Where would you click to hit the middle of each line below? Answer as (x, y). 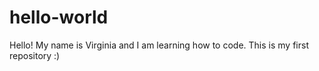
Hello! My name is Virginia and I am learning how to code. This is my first (159, 45)
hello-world (59, 17)
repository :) (35, 55)
